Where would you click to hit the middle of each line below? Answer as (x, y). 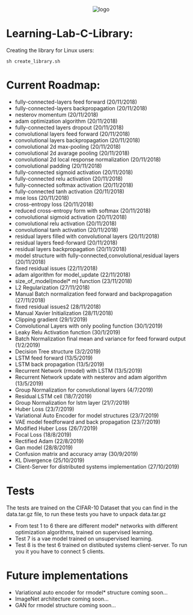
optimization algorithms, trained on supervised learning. (84, 532)
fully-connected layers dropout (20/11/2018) (69, 127)
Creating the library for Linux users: (50, 50)
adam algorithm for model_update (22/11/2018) (73, 275)
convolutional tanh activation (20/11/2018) (66, 229)
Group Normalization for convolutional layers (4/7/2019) (84, 390)
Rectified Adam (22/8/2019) (49, 441)
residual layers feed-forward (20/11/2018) (66, 242)
